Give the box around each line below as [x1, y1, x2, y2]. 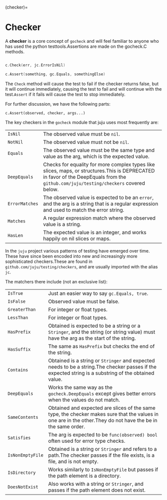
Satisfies [7, 435, 31, 440]
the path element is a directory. [48, 472, 121, 479]
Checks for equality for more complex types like [43, 161, 155, 168]
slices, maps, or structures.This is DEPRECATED [43, 167, 155, 174]
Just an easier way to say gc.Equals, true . [48, 290, 148, 297]
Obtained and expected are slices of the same [48, 404, 156, 411]
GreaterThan [7, 306, 36, 312]
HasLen [7, 233, 23, 238]
